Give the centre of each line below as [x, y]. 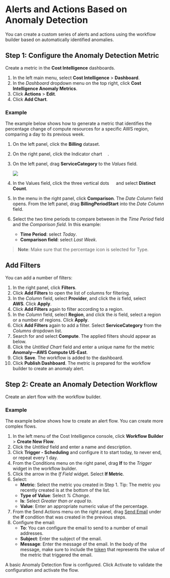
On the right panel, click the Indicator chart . [61, 154]
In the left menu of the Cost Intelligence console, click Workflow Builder [88, 436]
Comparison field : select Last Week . [58, 240]
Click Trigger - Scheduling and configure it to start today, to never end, [87, 452]
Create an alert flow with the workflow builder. [53, 397]
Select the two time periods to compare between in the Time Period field [88, 219]
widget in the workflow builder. [45, 468]
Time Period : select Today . [49, 234]
